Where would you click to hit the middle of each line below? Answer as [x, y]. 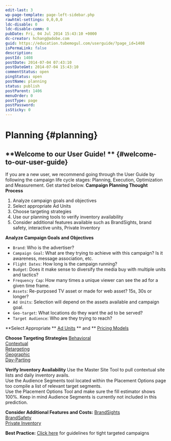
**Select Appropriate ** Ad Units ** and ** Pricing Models [67, 328]
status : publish [22, 86]
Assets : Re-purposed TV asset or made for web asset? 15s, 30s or [82, 291]
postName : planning [26, 81]
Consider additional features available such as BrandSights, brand [82, 222]
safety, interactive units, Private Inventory [56, 228]
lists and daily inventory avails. [38, 375]
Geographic [18, 354]
